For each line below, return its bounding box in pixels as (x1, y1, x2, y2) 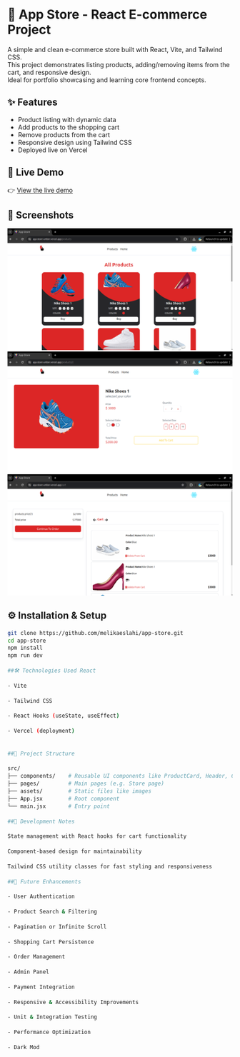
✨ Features (7, 96, 58, 109)
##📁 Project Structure (7, 750, 75, 757)
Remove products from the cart (17, 130, 111, 139)
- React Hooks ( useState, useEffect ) (7, 712, 120, 720)
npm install (7, 644, 43, 652)
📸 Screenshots (7, 209, 74, 221)
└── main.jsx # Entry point (7, 803, 111, 810)
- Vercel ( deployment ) (7, 728, 75, 735)
